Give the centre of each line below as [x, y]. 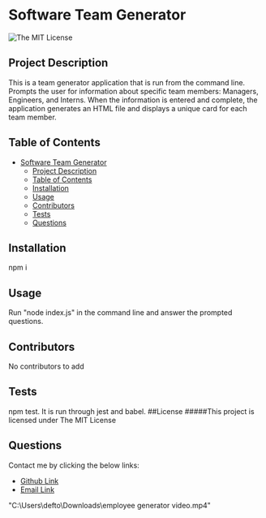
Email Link [37, 490]
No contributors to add [46, 366]
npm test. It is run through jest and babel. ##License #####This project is [131, 411]
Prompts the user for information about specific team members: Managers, [133, 91]
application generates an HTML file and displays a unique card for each [128, 108]
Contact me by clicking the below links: [74, 465]
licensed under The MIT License [62, 420]
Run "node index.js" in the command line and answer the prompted [120, 313]
